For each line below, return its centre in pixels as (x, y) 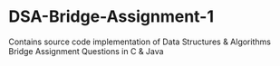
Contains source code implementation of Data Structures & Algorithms (140, 42)
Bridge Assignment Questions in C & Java (86, 51)
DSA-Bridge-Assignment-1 (111, 17)
